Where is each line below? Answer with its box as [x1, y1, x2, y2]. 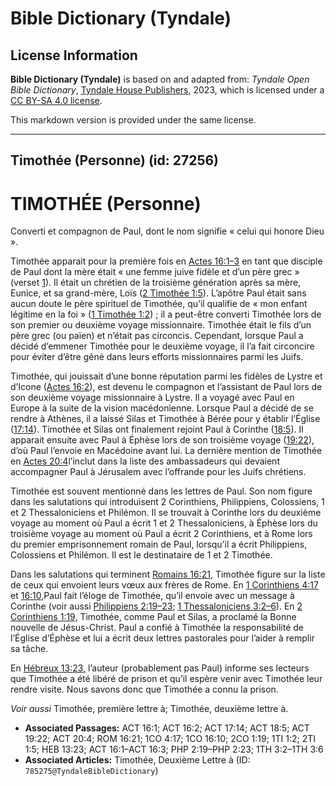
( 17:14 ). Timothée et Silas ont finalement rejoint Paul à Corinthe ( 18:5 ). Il [10, 423, 304, 436]
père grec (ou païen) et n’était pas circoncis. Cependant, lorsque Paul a [10, 330, 304, 342]
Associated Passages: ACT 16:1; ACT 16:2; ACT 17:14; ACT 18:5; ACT [24, 722, 310, 734]
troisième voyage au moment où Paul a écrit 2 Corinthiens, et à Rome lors [10, 528, 313, 540]
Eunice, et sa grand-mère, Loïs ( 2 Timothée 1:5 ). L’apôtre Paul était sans [10, 287, 307, 299]
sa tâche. [10, 643, 49, 655]
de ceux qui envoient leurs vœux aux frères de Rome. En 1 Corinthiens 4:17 [10, 579, 319, 591]
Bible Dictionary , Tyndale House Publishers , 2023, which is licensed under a [10, 84, 325, 96]
